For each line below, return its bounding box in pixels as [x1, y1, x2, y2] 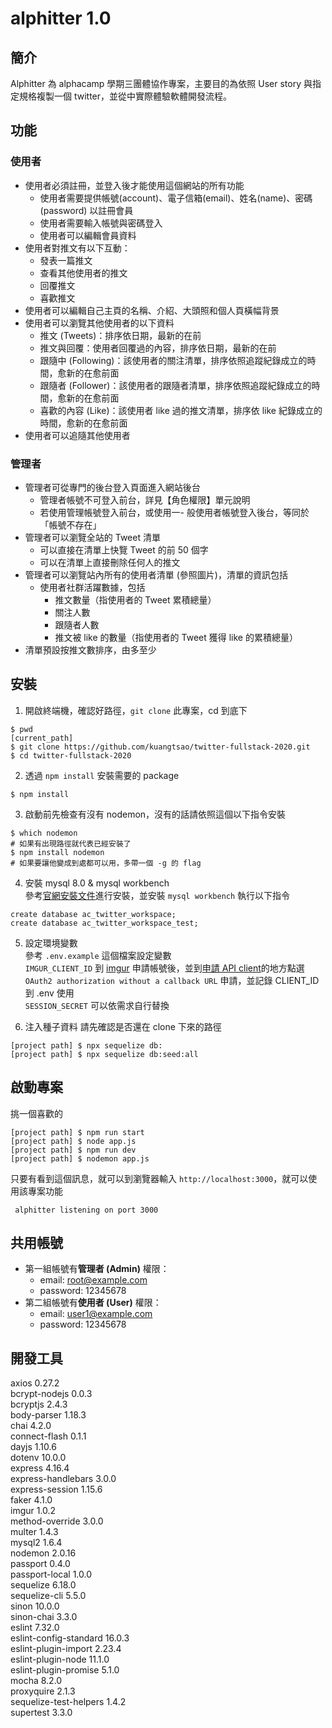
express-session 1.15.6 [10, 1483, 103, 1496]
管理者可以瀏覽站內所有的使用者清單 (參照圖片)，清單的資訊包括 [24, 568, 288, 581]
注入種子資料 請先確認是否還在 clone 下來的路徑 [24, 1020, 222, 1032]
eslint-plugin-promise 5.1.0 [10, 1664, 120, 1676]
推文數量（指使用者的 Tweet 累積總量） [54, 593, 217, 606]
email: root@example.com [39, 1274, 148, 1286]
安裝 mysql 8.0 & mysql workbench [24, 877, 170, 889]
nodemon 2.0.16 [10, 1547, 77, 1559]
